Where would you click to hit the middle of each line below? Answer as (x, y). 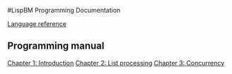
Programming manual (56, 46)
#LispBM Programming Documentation (64, 10)
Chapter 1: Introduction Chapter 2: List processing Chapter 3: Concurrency (116, 63)
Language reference (37, 24)
